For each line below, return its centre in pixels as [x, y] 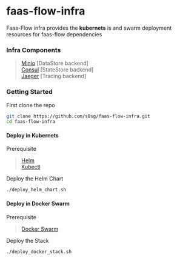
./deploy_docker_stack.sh [39, 252]
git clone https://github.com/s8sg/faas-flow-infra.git [78, 116]
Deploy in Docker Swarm [38, 203]
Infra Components [34, 50]
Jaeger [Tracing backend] [54, 76]
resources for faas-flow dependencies [54, 34]
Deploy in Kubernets [33, 135]
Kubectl [31, 167]
